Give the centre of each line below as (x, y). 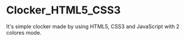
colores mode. (24, 32)
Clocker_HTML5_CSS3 (64, 10)
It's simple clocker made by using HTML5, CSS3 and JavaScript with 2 (93, 26)
